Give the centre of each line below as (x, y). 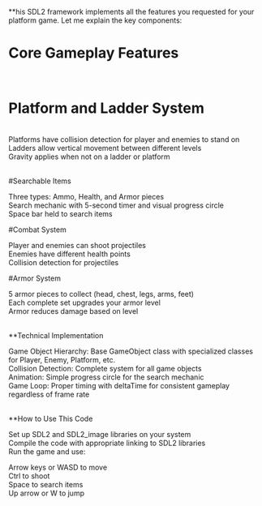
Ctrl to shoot (29, 476)
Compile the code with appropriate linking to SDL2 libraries (107, 443)
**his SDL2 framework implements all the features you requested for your (131, 12)
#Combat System (37, 229)
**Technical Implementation (56, 335)
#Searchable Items (40, 181)
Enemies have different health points (70, 254)
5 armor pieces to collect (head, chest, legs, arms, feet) (101, 294)
